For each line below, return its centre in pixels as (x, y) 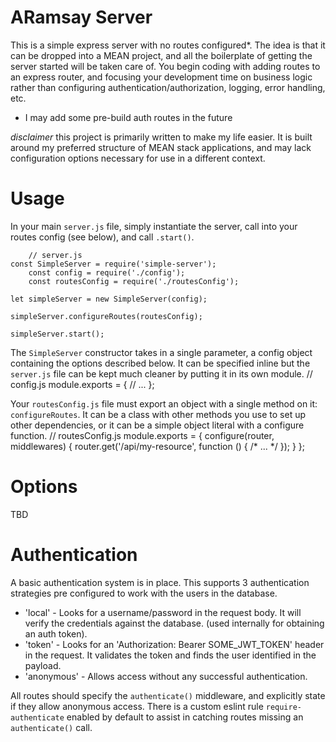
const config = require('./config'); (107, 272)
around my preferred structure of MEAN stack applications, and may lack (161, 147)
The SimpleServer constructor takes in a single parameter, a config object (161, 352)
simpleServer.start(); (57, 334)
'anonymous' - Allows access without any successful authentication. (166, 676)
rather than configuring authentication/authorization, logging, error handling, (168, 87)
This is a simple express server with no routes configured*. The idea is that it (168, 45)
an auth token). (56, 633)
